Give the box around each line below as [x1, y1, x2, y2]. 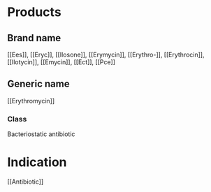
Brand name [7, 32, 61, 44]
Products [7, 4, 61, 20]
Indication [7, 154, 67, 170]
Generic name [7, 78, 70, 90]
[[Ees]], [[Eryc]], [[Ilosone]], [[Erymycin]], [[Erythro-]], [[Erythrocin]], [7, 50, 205, 59]
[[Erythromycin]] [7, 96, 55, 105]
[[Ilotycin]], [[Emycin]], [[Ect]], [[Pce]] [7, 58, 116, 66]
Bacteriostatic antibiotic [7, 130, 75, 138]
